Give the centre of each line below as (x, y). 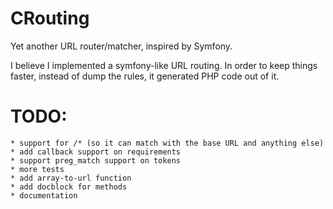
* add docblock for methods (69, 187)
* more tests (37, 169)
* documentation (44, 195)
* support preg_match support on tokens (96, 160)
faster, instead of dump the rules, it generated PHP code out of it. (145, 76)
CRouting (50, 18)
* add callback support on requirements (96, 152)
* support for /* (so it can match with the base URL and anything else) (167, 143)
